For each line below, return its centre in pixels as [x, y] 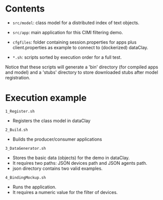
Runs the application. [34, 187]
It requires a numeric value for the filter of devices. [65, 192]
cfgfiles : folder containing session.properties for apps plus [74, 42]
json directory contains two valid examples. [58, 168]
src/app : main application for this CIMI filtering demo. [68, 32]
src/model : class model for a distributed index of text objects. [76, 23]
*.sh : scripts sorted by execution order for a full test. [67, 57]
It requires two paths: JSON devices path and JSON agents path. [80, 163]
